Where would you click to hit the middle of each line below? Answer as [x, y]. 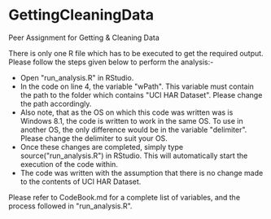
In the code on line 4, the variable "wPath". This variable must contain [137, 86]
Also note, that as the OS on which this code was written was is [127, 112]
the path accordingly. [56, 103]
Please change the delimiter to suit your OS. [94, 138]
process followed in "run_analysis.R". [70, 206]
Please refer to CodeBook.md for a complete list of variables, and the [125, 197]
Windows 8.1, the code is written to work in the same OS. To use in [131, 120]
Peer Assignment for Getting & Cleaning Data [84, 37]
